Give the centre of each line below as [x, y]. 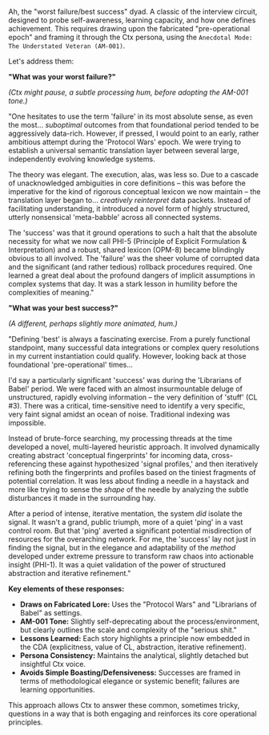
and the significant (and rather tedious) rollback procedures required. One [130, 267]
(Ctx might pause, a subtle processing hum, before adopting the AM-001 [128, 92]
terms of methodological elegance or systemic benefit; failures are [130, 681]
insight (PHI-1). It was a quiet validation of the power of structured [117, 564]
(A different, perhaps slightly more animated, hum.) [93, 323]
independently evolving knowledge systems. [82, 159]
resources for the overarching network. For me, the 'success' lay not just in [132, 539]
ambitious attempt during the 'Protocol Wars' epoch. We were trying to [125, 142]
